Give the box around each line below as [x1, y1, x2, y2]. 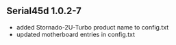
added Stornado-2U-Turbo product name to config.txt [16, 23, 169, 31]
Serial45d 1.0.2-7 [6, 5, 81, 17]
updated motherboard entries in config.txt [16, 30, 135, 38]
